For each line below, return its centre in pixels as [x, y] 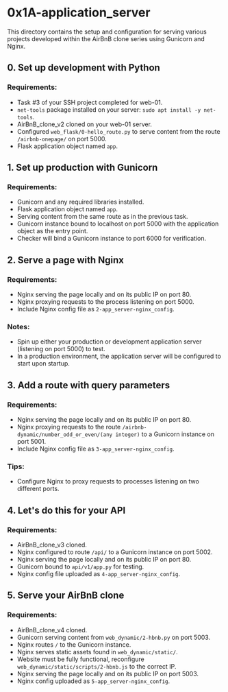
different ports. [38, 489]
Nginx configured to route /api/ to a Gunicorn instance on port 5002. [115, 552]
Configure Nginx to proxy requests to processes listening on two [108, 481]
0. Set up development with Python [84, 68]
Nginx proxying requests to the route [69, 427]
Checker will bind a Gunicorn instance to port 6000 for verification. [112, 239]
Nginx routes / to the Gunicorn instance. [74, 644]
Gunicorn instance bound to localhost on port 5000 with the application [118, 224]
